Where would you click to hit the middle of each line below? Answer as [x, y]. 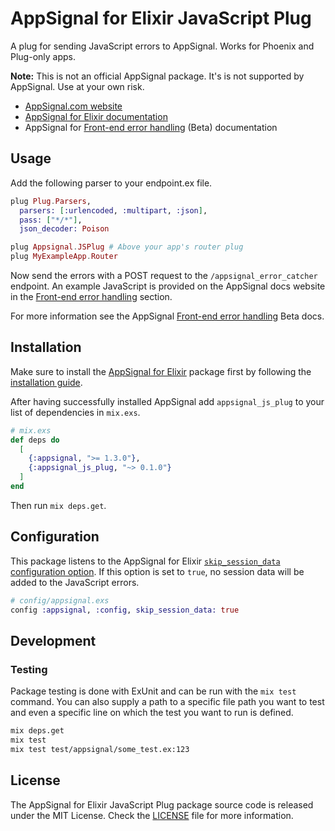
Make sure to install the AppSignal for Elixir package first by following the [161, 371]
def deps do [35, 440]
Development [53, 640]
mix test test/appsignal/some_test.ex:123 [100, 749]
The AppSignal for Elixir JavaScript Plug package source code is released [162, 804]
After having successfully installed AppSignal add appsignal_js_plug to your [167, 401]
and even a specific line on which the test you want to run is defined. [152, 713]
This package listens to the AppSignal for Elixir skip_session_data [145, 561]
